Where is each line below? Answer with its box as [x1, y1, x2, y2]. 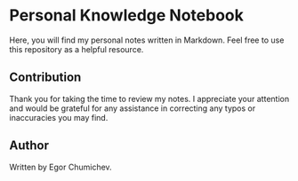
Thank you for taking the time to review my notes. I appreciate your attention [9, 93, 290, 104]
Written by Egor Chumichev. [9, 161, 113, 172]
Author [9, 138, 49, 153]
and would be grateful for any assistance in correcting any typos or [9, 103, 256, 114]
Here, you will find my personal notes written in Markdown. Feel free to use [9, 35, 285, 45]
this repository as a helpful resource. [9, 43, 144, 54]
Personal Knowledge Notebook [9, 5, 245, 26]
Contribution [9, 70, 82, 85]
